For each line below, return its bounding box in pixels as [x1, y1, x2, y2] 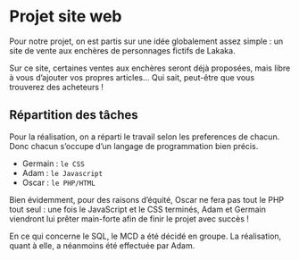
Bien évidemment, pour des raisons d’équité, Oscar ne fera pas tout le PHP [9, 194, 285, 205]
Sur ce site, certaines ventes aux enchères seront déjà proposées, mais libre [9, 63, 291, 73]
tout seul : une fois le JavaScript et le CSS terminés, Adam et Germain [9, 204, 266, 214]
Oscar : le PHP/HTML [21, 177, 96, 188]
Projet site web [9, 6, 122, 27]
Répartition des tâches [9, 107, 138, 122]
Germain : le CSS [21, 158, 85, 169]
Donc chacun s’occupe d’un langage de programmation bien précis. [9, 140, 259, 151]
